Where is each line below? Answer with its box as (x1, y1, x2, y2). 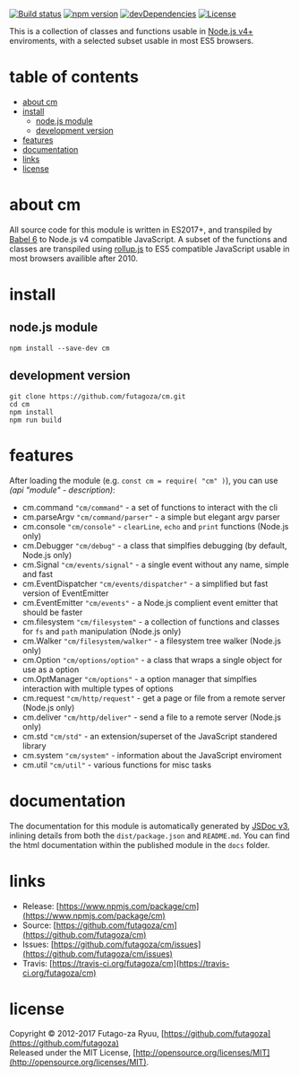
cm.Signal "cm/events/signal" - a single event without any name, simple (21, 559, 289, 570)
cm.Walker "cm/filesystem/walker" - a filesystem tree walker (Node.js (21, 635, 282, 646)
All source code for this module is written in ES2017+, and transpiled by (9, 224, 273, 235)
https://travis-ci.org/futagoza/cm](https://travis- (52, 958, 230, 968)
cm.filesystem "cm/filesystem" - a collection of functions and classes (21, 616, 280, 627)
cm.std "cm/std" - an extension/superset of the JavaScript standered (21, 730, 278, 741)
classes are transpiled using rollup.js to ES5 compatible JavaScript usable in (9, 243, 290, 254)
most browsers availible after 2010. (9, 252, 139, 264)
